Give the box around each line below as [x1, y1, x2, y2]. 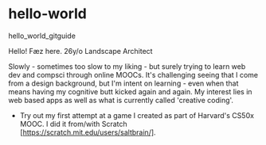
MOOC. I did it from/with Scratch [19, 119, 127, 128]
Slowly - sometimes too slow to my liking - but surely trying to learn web [8, 61, 246, 71]
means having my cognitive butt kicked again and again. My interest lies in [8, 86, 252, 96]
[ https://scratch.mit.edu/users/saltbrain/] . [19, 128, 157, 137]
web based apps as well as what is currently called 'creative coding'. [8, 95, 233, 105]
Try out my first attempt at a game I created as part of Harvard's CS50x [19, 110, 255, 120]
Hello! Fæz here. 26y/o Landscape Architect [8, 46, 153, 55]
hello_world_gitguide [8, 31, 76, 40]
